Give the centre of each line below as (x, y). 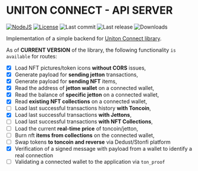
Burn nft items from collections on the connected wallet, (84, 135)
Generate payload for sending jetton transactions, (76, 74)
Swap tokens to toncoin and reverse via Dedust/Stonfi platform (92, 142)
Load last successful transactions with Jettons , (73, 115)
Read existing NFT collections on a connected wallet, (81, 101)
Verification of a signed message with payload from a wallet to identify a (103, 148)
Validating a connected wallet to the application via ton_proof (90, 161)
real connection (34, 155)
